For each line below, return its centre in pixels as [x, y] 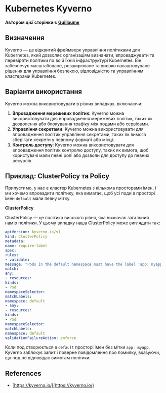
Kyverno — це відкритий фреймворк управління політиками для [73, 49]
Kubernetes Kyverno [49, 9]
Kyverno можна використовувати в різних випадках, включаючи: [74, 103]
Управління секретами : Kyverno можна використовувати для [78, 129]
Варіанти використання [44, 92]
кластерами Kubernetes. [31, 76]
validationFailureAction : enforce [41, 338]
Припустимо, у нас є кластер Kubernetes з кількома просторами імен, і [81, 188]
